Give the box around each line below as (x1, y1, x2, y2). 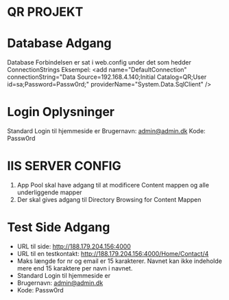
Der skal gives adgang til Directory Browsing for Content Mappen (16, 196, 202, 203)
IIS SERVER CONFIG (7, 159, 121, 174)
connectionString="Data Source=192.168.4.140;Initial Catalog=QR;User (7, 73, 207, 81)
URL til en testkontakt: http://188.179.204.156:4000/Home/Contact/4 (16, 249, 209, 257)
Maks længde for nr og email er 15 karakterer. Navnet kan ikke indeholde (16, 257, 223, 265)
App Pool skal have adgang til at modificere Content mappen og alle (16, 181, 209, 189)
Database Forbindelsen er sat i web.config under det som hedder (7, 58, 192, 67)
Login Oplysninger (7, 104, 115, 120)
